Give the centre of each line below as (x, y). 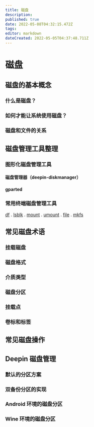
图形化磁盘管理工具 (28, 164)
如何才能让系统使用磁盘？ (36, 116)
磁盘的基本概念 (28, 85)
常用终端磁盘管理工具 (31, 203)
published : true (22, 19)
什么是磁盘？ (21, 101)
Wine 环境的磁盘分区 (30, 419)
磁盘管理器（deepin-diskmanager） (43, 177)
